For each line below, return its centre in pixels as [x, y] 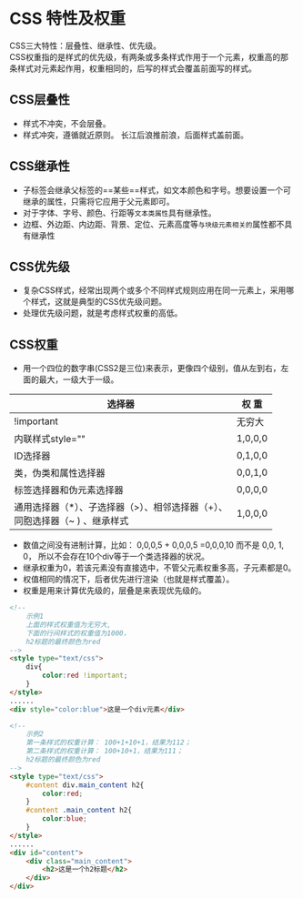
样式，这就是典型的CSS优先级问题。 [98, 302]
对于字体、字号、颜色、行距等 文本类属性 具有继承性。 [119, 212]
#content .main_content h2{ [79, 811]
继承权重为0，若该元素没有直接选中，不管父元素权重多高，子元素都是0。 [159, 568]
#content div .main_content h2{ [85, 785]
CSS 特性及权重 [68, 19]
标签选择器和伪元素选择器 [69, 490]
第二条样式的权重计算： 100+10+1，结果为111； [105, 752]
